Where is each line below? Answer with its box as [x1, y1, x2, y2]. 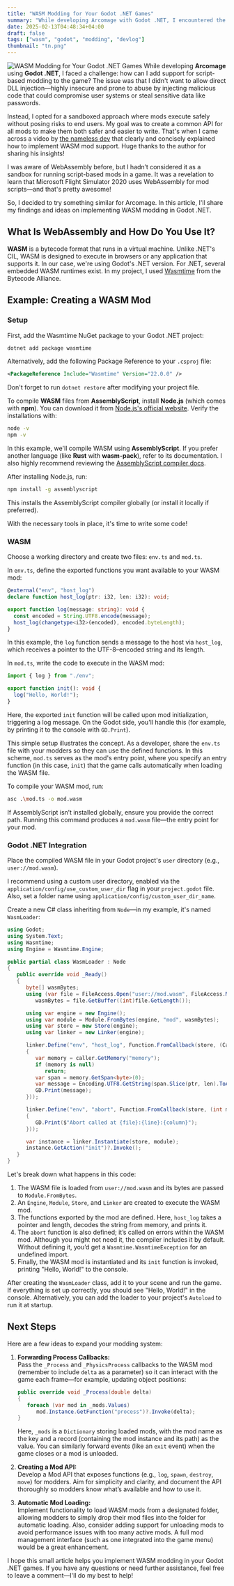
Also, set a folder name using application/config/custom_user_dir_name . [7, 892, 216, 900]
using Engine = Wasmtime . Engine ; [7, 946, 104, 953]
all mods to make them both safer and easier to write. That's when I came [7, 127, 218, 135]
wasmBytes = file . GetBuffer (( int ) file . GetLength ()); [35, 997, 192, 1004]
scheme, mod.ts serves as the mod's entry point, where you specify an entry [7, 753, 227, 762]
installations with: [7, 412, 57, 420]
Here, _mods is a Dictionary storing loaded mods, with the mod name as [17, 1427, 223, 1435]
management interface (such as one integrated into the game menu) [17, 1536, 214, 1544]
